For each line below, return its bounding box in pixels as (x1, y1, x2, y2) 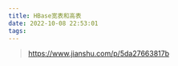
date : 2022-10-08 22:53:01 (8, 19, 99, 27)
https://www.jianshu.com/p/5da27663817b (27, 49, 170, 59)
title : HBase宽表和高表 (8, 11, 82, 20)
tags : (8, 27, 26, 35)
